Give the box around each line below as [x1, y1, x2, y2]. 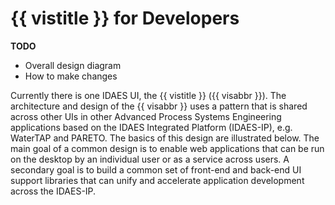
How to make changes [24, 70, 118, 82]
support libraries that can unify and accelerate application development [10, 174, 305, 186]
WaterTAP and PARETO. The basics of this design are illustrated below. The [10, 132, 320, 144]
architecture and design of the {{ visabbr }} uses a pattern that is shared [10, 100, 308, 112]
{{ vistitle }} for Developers [10, 7, 240, 30]
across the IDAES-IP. [10, 185, 97, 197]
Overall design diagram [24, 59, 122, 71]
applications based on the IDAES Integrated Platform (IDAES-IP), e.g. [10, 121, 293, 133]
